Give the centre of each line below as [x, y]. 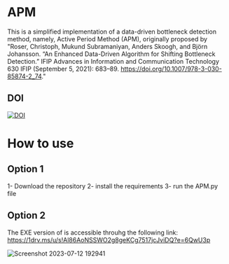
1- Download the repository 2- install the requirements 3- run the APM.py [113, 186]
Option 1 [26, 169]
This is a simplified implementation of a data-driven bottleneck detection [112, 32]
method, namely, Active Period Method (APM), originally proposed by [107, 39]
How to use [41, 143]
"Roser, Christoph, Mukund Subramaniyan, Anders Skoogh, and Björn [107, 46]
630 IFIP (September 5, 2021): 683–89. [63, 69]
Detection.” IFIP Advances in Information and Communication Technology [113, 61]
